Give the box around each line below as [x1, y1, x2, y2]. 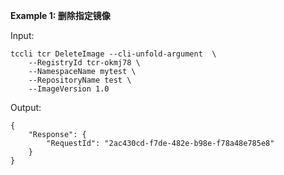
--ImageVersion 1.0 [28, 84, 110, 94]
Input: [10, 30, 35, 41]
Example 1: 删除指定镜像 [10, 10, 111, 21]
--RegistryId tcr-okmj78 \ [28, 58, 141, 68]
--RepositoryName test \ [28, 75, 132, 85]
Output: [10, 102, 42, 113]
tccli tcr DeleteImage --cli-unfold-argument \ [10, 49, 217, 59]
